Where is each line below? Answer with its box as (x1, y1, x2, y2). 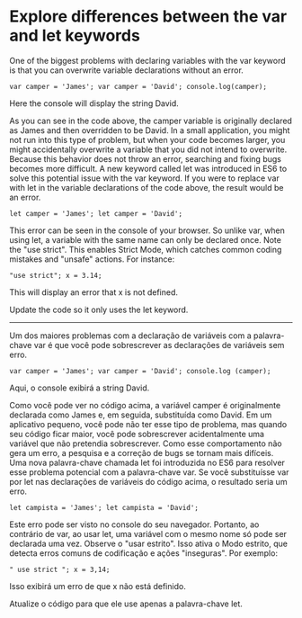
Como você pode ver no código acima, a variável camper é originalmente (9, 399, 281, 410)
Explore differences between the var (9, 6, 288, 27)
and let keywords (9, 25, 141, 46)
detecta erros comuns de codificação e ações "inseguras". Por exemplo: (9, 547, 279, 559)
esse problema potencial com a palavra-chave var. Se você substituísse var (9, 466, 289, 478)
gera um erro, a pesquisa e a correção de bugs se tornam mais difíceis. (9, 447, 274, 458)
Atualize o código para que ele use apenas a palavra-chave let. (9, 598, 243, 609)
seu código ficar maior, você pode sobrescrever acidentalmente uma (9, 428, 265, 439)
